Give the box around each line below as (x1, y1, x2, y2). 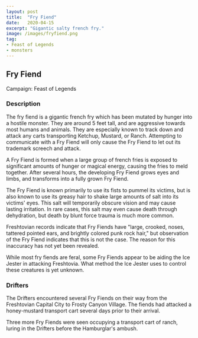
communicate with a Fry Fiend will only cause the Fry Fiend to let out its (6, 138, 181, 145)
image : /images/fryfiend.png (6, 31, 78, 37)
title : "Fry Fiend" (6, 14, 57, 20)
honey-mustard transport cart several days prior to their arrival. (6, 307, 161, 314)
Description (6, 100, 41, 108)
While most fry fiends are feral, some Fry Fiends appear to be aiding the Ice (6, 253, 190, 261)
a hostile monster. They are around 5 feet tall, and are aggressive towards (6, 119, 186, 126)
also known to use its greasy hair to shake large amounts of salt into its (6, 193, 179, 200)
